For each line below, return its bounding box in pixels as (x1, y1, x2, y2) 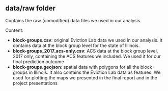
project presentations (12, 80, 58, 86)
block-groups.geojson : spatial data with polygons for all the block (12, 64, 152, 70)
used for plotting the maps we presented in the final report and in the (12, 74, 158, 80)
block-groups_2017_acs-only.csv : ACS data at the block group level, (12, 48, 158, 54)
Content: (5, 27, 24, 33)
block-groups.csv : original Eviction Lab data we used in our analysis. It (12, 37, 163, 43)
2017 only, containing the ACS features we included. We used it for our (12, 53, 161, 59)
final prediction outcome (12, 58, 65, 65)
